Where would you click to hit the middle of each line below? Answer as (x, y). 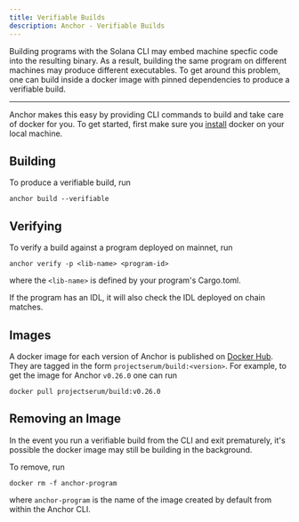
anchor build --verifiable (59, 199)
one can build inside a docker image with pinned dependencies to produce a (149, 79)
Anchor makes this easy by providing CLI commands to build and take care (147, 114)
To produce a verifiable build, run (70, 182)
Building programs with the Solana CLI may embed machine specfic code (144, 51)
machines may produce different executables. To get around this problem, (145, 70)
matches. (26, 307)
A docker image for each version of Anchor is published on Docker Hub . (141, 356)
